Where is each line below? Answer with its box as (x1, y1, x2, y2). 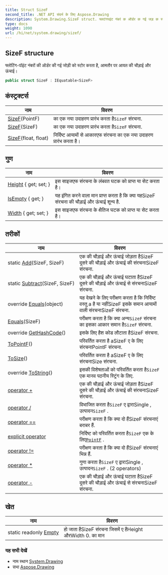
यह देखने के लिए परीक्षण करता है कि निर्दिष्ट (79, 294, 156, 301)
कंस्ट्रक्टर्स (5, 92, 28, 100)
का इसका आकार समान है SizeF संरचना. (79, 321, 152, 328)
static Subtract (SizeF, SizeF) (7, 280, 75, 287)
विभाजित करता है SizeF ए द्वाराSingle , (79, 401, 151, 408)
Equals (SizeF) (7, 318, 41, 325)
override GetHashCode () (7, 329, 66, 336)
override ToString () (7, 369, 53, 376)
